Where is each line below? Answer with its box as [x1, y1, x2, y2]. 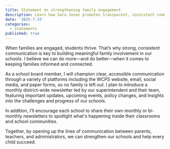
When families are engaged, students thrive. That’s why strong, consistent [5, 45, 160, 51]
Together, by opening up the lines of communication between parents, [5, 128, 152, 134]
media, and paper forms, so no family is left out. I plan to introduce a [5, 82, 148, 88]
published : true [5, 31, 39, 36]
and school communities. [5, 119, 58, 124]
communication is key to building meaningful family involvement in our [5, 50, 152, 56]
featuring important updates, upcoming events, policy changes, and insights [5, 92, 164, 98]
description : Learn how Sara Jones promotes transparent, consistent [5, 12, 155, 17]
